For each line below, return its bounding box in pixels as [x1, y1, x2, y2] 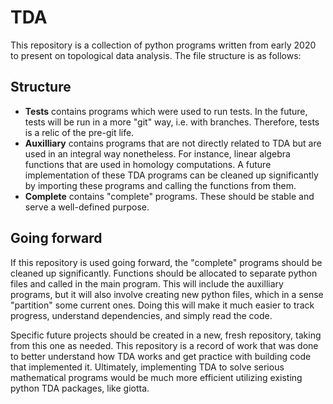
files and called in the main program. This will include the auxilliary [10, 277, 284, 290]
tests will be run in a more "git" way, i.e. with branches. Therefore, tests [24, 116, 320, 128]
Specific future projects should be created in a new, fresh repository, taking [10, 329, 322, 341]
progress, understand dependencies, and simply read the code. [10, 309, 273, 321]
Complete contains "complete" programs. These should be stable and [24, 190, 315, 202]
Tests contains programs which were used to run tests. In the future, [24, 105, 308, 117]
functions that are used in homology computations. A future [24, 158, 272, 170]
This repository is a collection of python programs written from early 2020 [10, 39, 317, 51]
